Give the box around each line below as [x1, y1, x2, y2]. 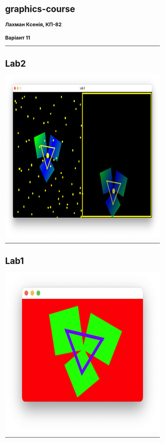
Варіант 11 [5, 35, 30, 41]
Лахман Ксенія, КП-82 [5, 21, 62, 28]
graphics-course [5, 3, 75, 15]
